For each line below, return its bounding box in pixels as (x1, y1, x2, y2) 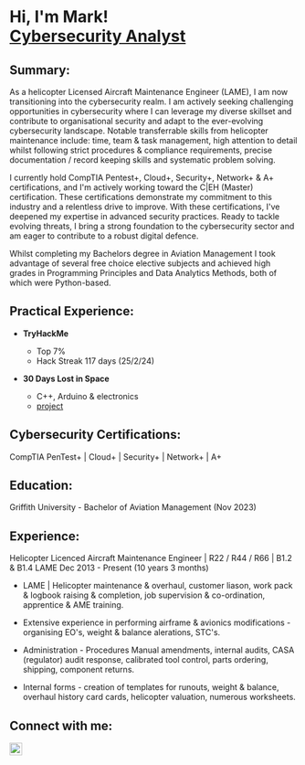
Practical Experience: (9, 303, 134, 319)
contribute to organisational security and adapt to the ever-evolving (9, 116, 264, 126)
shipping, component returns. (22, 664, 135, 675)
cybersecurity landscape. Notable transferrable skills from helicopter (9, 125, 269, 136)
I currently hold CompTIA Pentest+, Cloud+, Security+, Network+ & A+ (9, 172, 274, 183)
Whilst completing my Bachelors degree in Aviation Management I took (9, 249, 276, 259)
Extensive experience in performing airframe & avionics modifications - (22, 617, 291, 628)
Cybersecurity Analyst (9, 26, 186, 47)
